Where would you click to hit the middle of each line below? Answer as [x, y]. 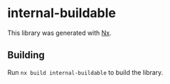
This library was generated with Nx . [59, 33]
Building [26, 55]
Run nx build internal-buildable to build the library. [85, 72]
